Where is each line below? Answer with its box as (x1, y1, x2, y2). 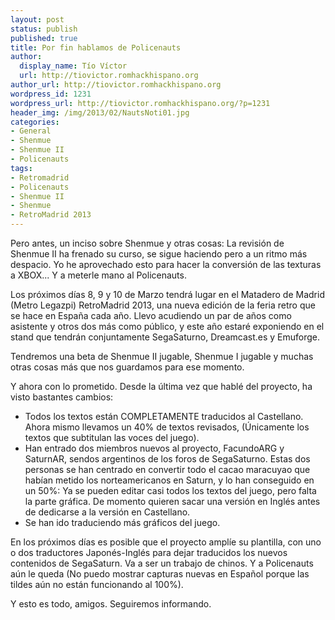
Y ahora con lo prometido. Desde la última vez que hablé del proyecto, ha (10, 381, 313, 392)
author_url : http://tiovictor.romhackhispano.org (10, 80, 222, 90)
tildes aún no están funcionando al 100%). (10, 579, 184, 590)
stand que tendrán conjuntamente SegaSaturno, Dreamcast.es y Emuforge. (10, 331, 320, 343)
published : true (10, 33, 78, 43)
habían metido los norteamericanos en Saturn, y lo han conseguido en (24, 474, 315, 486)
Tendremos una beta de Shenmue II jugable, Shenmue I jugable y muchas (10, 351, 314, 362)
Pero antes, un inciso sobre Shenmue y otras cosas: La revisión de (10, 237, 285, 249)
